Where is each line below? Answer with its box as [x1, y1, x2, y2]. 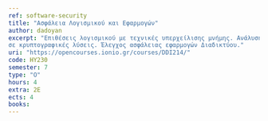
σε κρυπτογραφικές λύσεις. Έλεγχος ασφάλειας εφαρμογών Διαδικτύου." [8, 41, 245, 49]
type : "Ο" [8, 71, 41, 79]
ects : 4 [8, 93, 34, 101]
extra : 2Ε [8, 85, 41, 94]
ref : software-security [8, 11, 88, 20]
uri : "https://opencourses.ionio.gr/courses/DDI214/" [8, 49, 191, 57]
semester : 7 [8, 64, 48, 72]
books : [8, 100, 30, 108]
